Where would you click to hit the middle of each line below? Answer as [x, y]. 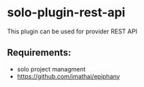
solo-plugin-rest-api [66, 13]
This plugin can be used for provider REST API [72, 31]
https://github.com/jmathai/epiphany [69, 76]
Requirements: [39, 53]
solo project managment [51, 69]
